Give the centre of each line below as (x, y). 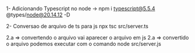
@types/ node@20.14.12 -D (38, 15)
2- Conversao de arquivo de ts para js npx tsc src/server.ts (77, 26)
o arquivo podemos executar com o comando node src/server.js (84, 44)
